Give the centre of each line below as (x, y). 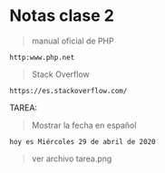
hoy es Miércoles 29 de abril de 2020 (82, 141)
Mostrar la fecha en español (84, 125)
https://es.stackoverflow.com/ (68, 91)
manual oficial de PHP (73, 41)
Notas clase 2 (62, 16)
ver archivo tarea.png (72, 159)
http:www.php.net (42, 57)
